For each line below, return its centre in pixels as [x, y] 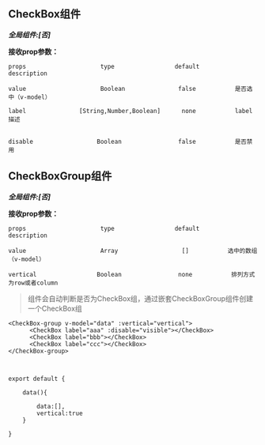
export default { [37, 379]
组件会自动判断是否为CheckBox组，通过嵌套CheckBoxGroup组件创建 [140, 298]
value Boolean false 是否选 [131, 89]
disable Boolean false [102, 141]
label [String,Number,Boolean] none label [131, 111]
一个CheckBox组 [55, 308]
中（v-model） [30, 97]
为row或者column [33, 283]
